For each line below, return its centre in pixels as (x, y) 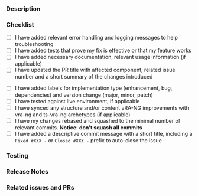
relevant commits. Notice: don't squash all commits (79, 127)
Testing (17, 155)
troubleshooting (34, 44)
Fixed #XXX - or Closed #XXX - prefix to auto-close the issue (88, 140)
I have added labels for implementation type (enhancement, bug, (93, 88)
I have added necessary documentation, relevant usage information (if (100, 57)
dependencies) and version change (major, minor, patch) (84, 95)
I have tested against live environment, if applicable (77, 101)
